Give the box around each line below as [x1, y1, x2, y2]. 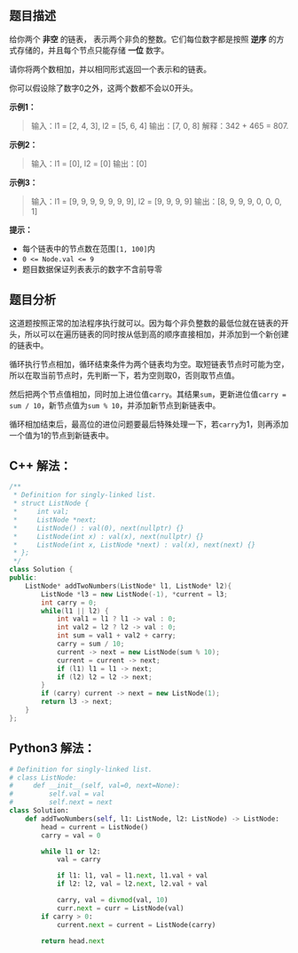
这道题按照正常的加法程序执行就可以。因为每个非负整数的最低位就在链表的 [9, 317, 281, 328]
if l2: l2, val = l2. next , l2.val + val [56, 879, 208, 889]
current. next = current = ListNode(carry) [56, 920, 216, 929]
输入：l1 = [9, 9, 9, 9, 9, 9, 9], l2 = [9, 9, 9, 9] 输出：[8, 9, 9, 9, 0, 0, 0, [30, 196, 282, 206]
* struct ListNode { [12, 499, 90, 509]
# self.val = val [9, 789, 105, 798]
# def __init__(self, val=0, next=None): [9, 781, 180, 790]
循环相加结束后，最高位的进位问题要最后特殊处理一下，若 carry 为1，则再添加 [9, 419, 289, 429]
